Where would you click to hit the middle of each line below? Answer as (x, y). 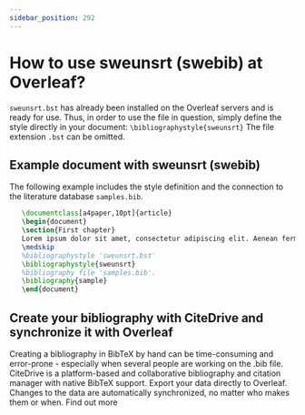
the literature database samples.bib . (76, 197)
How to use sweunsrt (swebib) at (136, 62)
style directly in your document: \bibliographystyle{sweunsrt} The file (142, 127)
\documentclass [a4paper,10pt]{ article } (97, 213)
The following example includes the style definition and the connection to (147, 187)
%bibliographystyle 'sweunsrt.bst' (89, 256)
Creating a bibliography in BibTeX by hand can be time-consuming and (142, 354)
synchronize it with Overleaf (92, 332)
